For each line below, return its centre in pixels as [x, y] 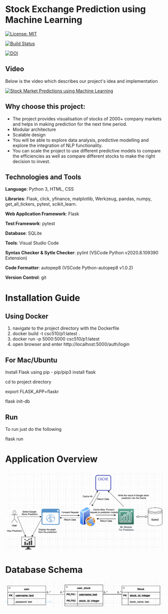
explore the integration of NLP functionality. [57, 145]
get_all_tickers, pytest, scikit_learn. [41, 204]
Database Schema [44, 570]
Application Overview [51, 459]
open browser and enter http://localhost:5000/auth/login [71, 344]
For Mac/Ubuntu [31, 360]
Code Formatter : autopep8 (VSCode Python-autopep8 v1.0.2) [69, 268]
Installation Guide [43, 298]
